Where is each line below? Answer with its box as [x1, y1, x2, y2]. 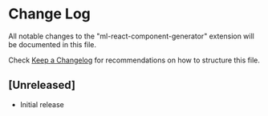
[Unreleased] [8, 78, 76, 92]
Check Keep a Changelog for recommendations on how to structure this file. [8, 55, 261, 65]
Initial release [19, 99, 64, 109]
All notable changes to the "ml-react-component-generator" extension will [8, 31, 254, 41]
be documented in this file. [8, 39, 97, 49]
